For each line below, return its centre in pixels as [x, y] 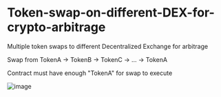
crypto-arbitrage [56, 27]
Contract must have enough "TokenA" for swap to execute [90, 73]
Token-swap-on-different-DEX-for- [111, 13]
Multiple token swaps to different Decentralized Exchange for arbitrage [108, 46]
